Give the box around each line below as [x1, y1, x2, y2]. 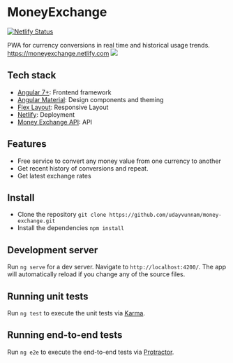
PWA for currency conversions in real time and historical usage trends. [7, 41, 211, 49]
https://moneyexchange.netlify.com [7, 49, 110, 57]
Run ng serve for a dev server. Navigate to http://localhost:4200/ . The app [7, 263, 227, 271]
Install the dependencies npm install [17, 224, 124, 232]
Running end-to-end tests [7, 329, 123, 341]
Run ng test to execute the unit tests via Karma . [7, 309, 145, 317]
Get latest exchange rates [17, 171, 92, 180]
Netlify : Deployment [17, 110, 75, 119]
